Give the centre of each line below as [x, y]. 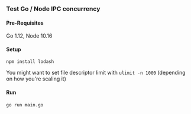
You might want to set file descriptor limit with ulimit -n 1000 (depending [96, 73]
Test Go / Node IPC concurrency [53, 9]
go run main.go [25, 105]
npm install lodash [30, 62]
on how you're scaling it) [36, 79]
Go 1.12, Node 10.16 [29, 36]
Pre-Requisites [25, 23]
